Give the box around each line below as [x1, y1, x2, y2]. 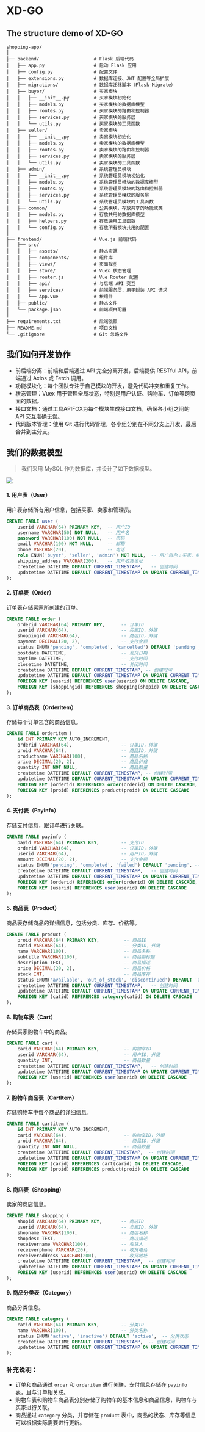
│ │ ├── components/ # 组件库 [6, 255, 113, 261]
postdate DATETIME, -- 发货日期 [17, 649, 148, 656]
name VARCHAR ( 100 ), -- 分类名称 [17, 1327, 148, 1334]
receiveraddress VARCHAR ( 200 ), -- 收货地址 [17, 1253, 148, 1259]
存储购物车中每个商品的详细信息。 [6, 1108, 92, 1116]
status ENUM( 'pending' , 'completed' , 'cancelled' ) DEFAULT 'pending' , [17, 645, 201, 651]
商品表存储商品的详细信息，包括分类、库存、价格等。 [6, 919, 140, 927]
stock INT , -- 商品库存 [17, 971, 151, 977]
